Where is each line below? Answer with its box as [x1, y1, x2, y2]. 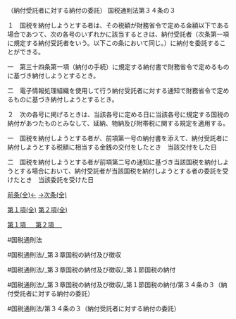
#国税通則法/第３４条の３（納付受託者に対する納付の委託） [7, 304, 180, 313]
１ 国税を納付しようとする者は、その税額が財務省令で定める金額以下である [7, 21, 230, 30]
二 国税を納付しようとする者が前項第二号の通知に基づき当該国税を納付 [7, 158, 217, 166]
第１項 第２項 [7, 221, 54, 229]
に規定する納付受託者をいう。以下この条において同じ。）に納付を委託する [7, 39, 220, 47]
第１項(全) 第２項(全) [7, 205, 68, 214]
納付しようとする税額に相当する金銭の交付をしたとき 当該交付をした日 [7, 143, 217, 151]
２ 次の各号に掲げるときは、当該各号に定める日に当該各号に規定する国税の [7, 110, 230, 119]
